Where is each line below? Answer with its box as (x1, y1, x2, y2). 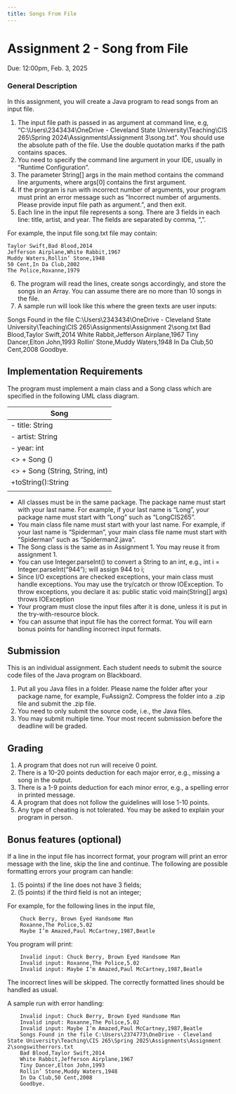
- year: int (11, 443, 44, 453)
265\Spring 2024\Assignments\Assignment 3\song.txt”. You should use (17, 133, 225, 141)
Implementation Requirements (7, 366, 143, 378)
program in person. (17, 813, 74, 822)
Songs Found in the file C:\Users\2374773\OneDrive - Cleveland (20, 1032, 212, 1039)
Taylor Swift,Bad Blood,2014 (7, 242, 93, 249)
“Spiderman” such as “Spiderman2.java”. (17, 535, 136, 543)
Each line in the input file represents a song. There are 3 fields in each (17, 208, 221, 216)
